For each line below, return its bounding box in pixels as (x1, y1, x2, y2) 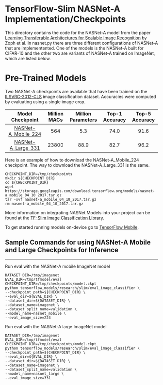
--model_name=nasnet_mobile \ (5, 311, 66, 316)
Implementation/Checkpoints (5, 14, 126, 25)
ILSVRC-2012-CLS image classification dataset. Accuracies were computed (5, 94, 156, 99)
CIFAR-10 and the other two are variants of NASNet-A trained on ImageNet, (5, 50, 155, 56)
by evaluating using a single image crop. (5, 98, 86, 105)
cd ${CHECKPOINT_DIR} (5, 180, 49, 185)
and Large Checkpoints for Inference (5, 246, 119, 254)
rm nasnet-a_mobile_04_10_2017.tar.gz (5, 201, 83, 206)
